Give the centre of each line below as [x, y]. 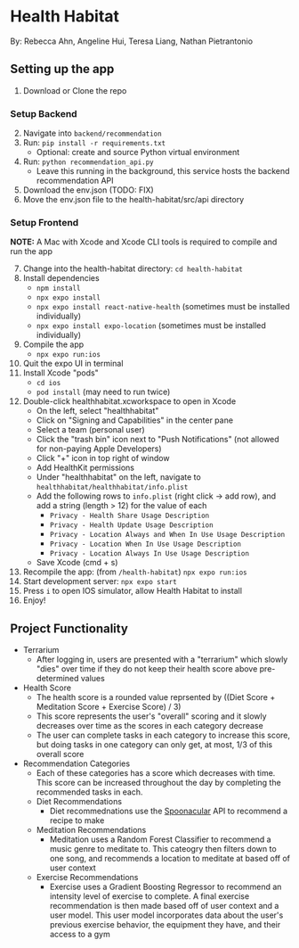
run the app [31, 251]
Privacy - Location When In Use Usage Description [145, 544]
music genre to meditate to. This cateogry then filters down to [163, 849]
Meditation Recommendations [91, 830]
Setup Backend [44, 113]
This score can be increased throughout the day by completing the [158, 783]
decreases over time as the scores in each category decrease [149, 726]
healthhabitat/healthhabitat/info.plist [112, 488]
